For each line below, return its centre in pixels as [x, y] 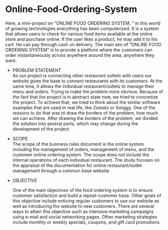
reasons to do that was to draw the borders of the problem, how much [85, 113]
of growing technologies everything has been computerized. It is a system [82, 28]
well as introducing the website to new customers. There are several [83, 206]
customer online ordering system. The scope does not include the [81, 155]
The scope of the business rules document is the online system [78, 144]
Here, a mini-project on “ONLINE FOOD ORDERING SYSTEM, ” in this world [83, 23]
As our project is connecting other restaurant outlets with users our [82, 75]
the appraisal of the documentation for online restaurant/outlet [77, 165]
